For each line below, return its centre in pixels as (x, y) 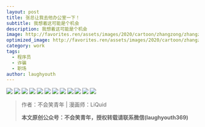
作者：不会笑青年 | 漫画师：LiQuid (64, 105)
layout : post (23, 12)
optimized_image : (28, 40)
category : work (26, 46)
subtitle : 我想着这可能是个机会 (43, 23)
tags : (13, 52)
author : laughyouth (31, 74)
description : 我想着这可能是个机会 (47, 29)
